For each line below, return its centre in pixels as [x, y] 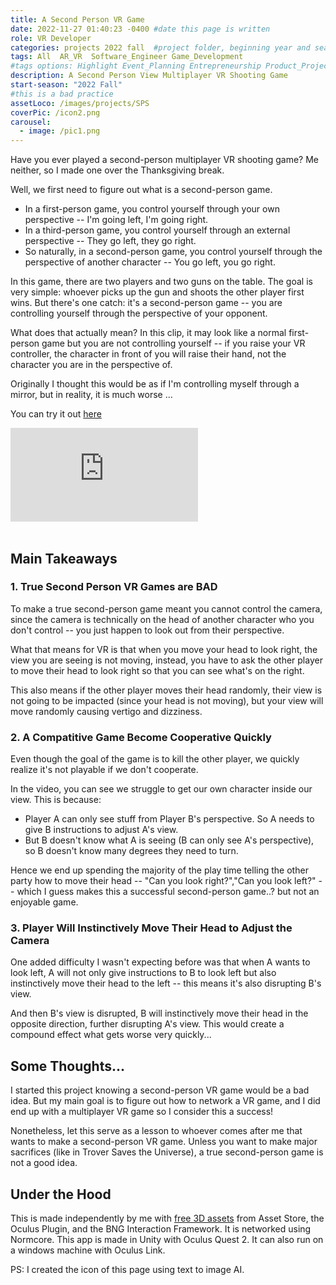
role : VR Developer [51, 38]
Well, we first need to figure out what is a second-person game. [141, 190]
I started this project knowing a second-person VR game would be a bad [160, 1090]
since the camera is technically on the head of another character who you [162, 619]
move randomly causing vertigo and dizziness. [106, 711]
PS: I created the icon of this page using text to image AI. [127, 1270]
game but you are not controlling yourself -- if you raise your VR [173, 343]
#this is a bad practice [62, 94]
